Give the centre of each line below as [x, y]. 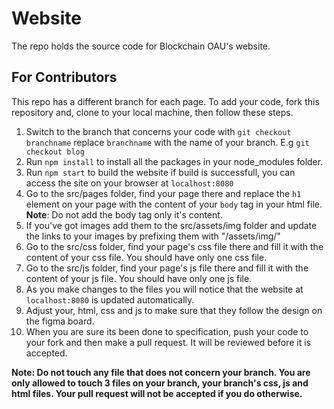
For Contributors [64, 77]
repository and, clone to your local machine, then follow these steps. [152, 112]
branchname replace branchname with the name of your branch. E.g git [167, 142]
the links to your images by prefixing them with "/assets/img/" [153, 236]
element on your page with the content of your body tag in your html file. [174, 204]
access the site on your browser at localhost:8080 [129, 183]
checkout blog [55, 152]
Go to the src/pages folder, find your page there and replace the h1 [163, 193]
